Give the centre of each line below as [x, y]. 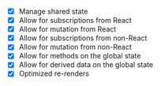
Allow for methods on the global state [80, 56]
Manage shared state [53, 11]
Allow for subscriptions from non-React [83, 38]
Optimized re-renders [54, 73]
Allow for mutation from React [67, 29]
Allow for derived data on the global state [86, 65]
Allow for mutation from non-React [75, 47]
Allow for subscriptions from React [75, 21]
